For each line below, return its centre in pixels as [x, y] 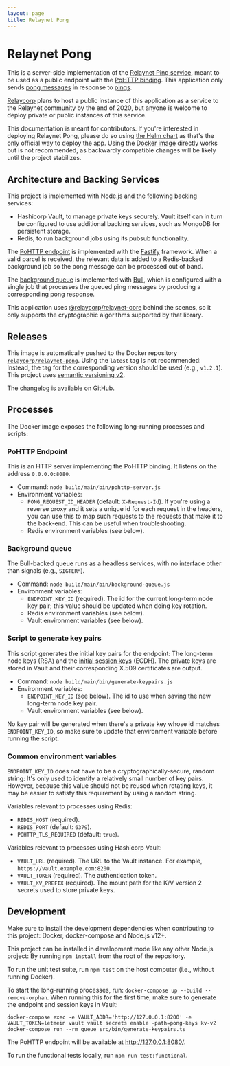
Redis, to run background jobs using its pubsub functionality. [103, 238]
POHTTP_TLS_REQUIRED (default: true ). [68, 835]
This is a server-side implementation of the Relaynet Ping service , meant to [113, 73]
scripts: [18, 433]
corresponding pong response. [51, 294]
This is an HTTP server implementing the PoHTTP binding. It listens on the [112, 466]
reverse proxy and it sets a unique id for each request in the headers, [125, 509]
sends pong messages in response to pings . [70, 87]
